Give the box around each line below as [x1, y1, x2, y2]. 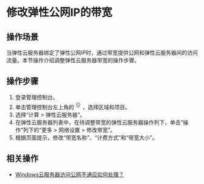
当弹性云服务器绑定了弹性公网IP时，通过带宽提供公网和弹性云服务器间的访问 [6, 49, 198, 56]
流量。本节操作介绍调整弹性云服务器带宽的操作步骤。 [6, 57, 140, 64]
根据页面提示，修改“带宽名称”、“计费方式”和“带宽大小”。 [15, 133, 158, 141]
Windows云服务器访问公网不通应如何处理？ [15, 171, 124, 178]
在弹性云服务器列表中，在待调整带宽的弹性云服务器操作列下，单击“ [15, 118, 183, 126]
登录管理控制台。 [15, 93, 58, 101]
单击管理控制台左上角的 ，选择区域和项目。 [15, 103, 131, 110]
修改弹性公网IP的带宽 [6, 5, 113, 19]
